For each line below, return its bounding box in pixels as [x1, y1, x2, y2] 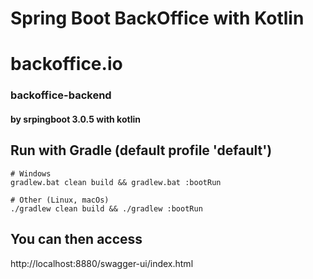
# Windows [10, 168, 52, 179]
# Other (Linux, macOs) [10, 195, 110, 205]
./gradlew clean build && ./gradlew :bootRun [10, 203, 203, 214]
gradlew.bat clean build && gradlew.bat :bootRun [10, 177, 222, 187]
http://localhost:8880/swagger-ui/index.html [10, 257, 194, 269]
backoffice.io [10, 53, 123, 76]
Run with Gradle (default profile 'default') [10, 142, 273, 159]
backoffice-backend [10, 88, 112, 102]
